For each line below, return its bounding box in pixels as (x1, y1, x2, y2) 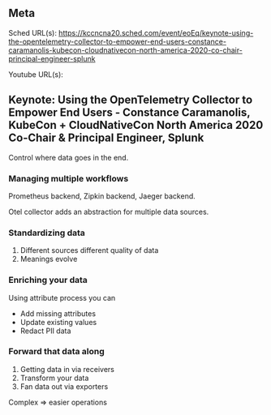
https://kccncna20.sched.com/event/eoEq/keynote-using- (58, 28, 254, 37)
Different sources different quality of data (19, 246, 159, 255)
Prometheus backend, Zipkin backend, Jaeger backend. (8, 190, 196, 201)
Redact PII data (19, 326, 71, 336)
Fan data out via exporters (19, 381, 109, 391)
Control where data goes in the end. (8, 152, 129, 162)
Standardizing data (8, 227, 85, 238)
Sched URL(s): (8, 28, 57, 37)
